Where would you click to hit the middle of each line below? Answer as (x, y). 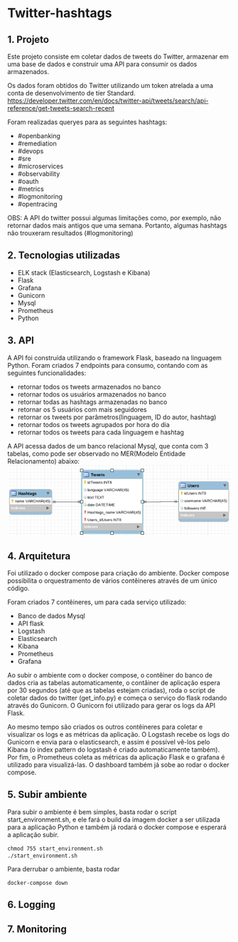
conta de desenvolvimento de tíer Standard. (72, 93)
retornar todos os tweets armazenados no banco (89, 386)
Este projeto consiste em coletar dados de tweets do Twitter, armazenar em (118, 56)
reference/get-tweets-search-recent (61, 108)
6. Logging (31, 905)
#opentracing (38, 204)
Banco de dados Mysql (51, 615)
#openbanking (39, 136)
